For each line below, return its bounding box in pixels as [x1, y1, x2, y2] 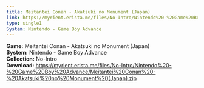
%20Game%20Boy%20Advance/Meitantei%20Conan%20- [6, 68, 156, 76]
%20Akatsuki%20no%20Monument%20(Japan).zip [6, 75, 137, 82]
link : [6, 15, 20, 21]
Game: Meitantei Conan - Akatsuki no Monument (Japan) [6, 42, 150, 50]
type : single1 [6, 20, 42, 26]
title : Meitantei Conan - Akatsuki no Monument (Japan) [6, 8, 151, 15]
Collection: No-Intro [6, 55, 58, 63]
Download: [6, 62, 35, 69]
